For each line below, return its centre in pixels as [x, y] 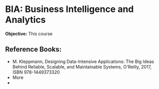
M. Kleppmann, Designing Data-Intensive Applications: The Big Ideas [83, 61]
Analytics [25, 20]
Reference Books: [33, 49]
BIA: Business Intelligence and [70, 9]
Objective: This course [29, 33]
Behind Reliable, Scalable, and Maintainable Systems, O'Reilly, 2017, [82, 66]
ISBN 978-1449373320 [36, 72]
